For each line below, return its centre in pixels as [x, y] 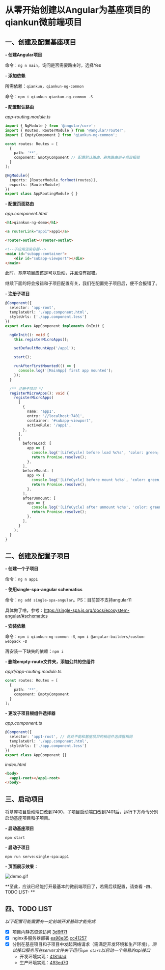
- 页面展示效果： [22, 867]
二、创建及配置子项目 [37, 556]
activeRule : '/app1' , [49, 425]
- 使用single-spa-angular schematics [44, 590]
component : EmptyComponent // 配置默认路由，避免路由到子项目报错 [77, 158]
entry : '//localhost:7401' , [55, 416]
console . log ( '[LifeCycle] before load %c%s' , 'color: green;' [96, 453]
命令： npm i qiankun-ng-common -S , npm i [47, 636]
